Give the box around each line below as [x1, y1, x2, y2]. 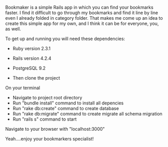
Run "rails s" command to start [12, 116, 77, 122]
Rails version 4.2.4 [12, 55, 52, 61]
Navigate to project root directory [12, 95, 82, 100]
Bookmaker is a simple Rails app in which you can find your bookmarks [5, 5, 153, 10]
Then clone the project [12, 75, 60, 81]
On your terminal [5, 85, 40, 91]
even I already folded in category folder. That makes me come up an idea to [5, 15, 163, 21]
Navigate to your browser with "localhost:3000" [5, 126, 105, 132]
